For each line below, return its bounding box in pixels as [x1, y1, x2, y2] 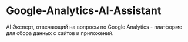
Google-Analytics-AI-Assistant [6, 4, 162, 17]
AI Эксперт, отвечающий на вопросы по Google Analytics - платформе [6, 23, 183, 30]
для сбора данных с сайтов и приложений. [6, 29, 114, 36]
